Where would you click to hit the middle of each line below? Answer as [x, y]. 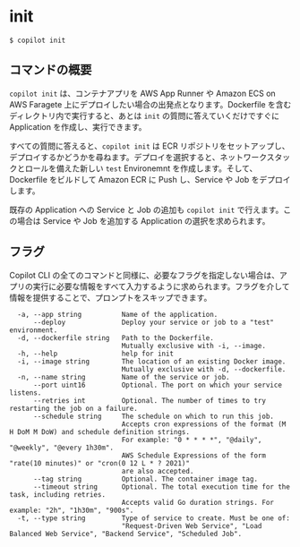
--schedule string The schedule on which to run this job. [154, 416]
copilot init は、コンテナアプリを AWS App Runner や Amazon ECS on [142, 93]
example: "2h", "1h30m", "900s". [72, 510]
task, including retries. [57, 494]
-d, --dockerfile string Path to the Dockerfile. [116, 338]
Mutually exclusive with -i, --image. [194, 346]
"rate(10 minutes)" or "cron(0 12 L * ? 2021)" [100, 463]
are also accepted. [158, 471]
